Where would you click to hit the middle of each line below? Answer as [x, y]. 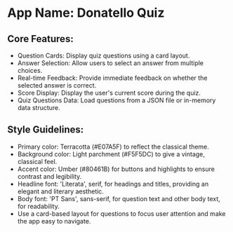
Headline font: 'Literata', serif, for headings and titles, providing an [113, 184]
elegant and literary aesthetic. [60, 191]
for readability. [38, 206]
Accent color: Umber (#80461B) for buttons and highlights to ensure [116, 169]
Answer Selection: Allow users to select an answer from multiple [111, 63]
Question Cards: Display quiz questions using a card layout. [104, 55]
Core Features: [40, 39]
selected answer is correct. [57, 85]
